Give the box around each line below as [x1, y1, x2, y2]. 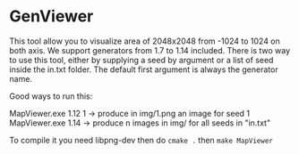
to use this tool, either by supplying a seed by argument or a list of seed [9, 54, 274, 65]
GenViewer [9, 6, 94, 27]
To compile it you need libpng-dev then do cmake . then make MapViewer [9, 134, 273, 145]
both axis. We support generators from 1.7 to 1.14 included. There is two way [9, 45, 291, 55]
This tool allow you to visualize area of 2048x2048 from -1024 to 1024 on [9, 36, 280, 46]
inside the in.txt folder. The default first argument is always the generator [9, 64, 279, 75]
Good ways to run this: [9, 91, 93, 101]
